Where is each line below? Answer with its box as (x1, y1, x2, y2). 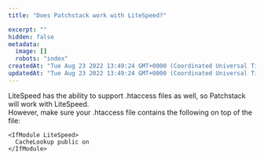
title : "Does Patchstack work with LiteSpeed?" (8, 11, 167, 20)
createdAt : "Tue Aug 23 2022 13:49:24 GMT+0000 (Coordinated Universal (8, 62, 247, 71)
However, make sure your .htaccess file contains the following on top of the (8, 107, 253, 117)
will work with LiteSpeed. (8, 99, 90, 108)
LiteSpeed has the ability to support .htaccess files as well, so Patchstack (8, 91, 246, 100)
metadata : (8, 40, 41, 48)
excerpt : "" (8, 25, 47, 34)
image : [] (15, 48, 47, 56)
